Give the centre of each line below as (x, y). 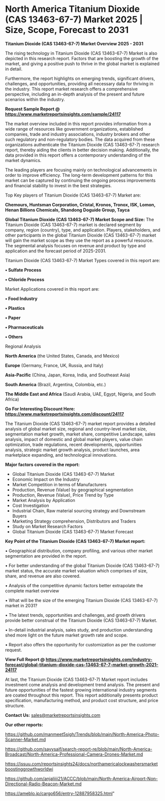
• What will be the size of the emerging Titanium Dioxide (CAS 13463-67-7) (82, 600)
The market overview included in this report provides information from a (78, 124)
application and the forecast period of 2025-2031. (56, 251)
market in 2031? (21, 605)
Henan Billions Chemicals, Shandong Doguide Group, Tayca (67, 210)
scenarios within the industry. (35, 99)
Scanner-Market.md (25, 739)
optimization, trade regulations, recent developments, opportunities (73, 444)
